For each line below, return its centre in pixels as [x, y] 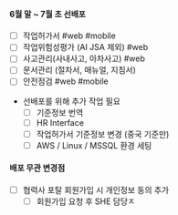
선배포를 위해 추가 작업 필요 [72, 101]
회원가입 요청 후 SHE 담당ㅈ [85, 201]
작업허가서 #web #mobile [69, 36]
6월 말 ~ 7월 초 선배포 [48, 14]
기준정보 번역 [60, 112]
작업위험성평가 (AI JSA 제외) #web [85, 47]
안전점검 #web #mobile [66, 81]
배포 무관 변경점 [37, 168]
